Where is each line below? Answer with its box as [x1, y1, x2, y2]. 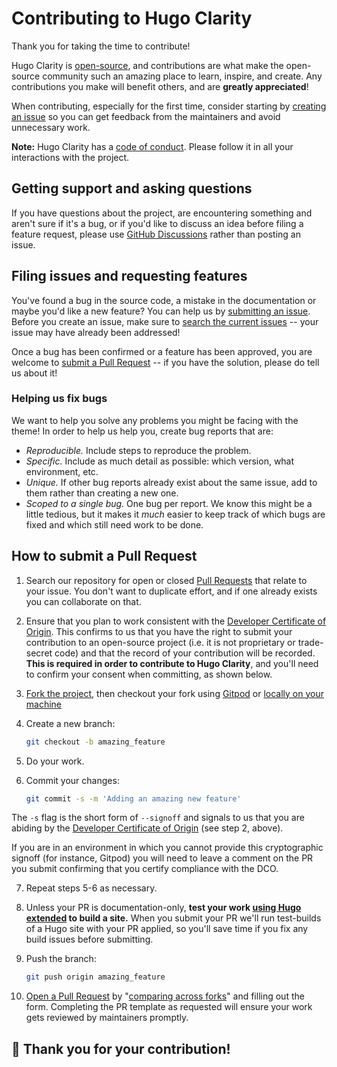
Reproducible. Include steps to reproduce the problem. [25, 444, 252, 456]
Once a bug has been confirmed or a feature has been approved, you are [11, 345, 313, 357]
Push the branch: [25, 953, 97, 965]
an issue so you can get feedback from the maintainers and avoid [11, 110, 281, 122]
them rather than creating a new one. [25, 487, 179, 499]
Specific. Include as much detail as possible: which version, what [25, 455, 295, 467]
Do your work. [25, 755, 85, 767]
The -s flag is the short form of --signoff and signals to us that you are [11, 812, 305, 824]
